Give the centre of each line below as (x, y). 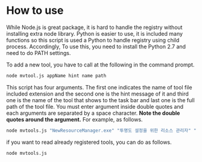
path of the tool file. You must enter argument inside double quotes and (95, 106)
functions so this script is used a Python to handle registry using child (93, 40)
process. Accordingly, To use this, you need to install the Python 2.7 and (96, 47)
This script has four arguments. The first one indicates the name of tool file (99, 87)
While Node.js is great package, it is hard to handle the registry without (94, 27)
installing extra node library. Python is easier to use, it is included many (94, 33)
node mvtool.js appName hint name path (56, 76)
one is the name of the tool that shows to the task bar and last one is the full (100, 100)
